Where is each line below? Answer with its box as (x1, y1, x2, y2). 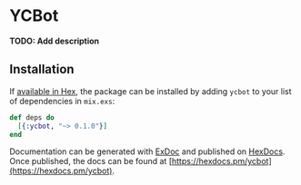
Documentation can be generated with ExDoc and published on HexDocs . (9, 146, 286, 157)
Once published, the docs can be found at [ (9, 156, 173, 167)
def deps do (9, 112, 55, 122)
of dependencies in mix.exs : (9, 95, 115, 106)
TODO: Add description (9, 35, 100, 46)
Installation (9, 62, 75, 77)
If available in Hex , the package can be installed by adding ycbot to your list (9, 85, 293, 96)
